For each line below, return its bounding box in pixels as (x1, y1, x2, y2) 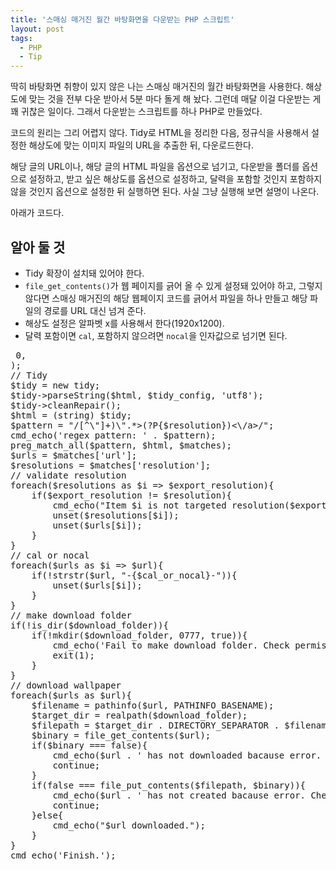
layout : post (10, 24, 65, 34)
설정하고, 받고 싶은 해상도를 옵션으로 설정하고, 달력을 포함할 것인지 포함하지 (28, 173, 323, 185)
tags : (10, 33, 33, 43)
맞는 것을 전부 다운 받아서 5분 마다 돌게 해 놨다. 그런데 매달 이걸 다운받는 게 (28, 93, 322, 105)
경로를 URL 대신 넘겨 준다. (43, 304, 147, 316)
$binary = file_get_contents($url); (31, 729, 212, 741)
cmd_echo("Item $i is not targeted (52, 499, 227, 511)
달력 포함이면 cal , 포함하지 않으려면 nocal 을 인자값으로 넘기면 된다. (24, 329, 288, 341)
